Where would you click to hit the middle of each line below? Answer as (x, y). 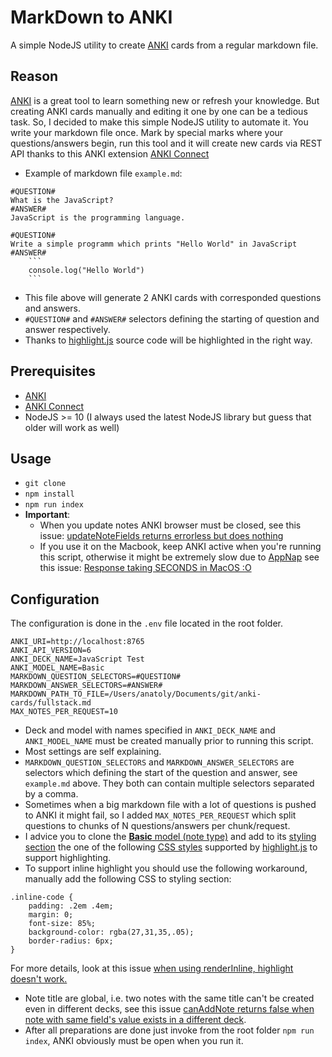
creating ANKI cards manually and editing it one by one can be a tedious (159, 111)
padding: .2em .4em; (71, 906)
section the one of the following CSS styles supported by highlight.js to (171, 847)
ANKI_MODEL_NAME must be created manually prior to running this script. (169, 741)
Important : (47, 515)
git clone (45, 484)
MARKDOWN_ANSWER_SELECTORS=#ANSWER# (86, 686)
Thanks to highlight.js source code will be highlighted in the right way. (168, 340)
